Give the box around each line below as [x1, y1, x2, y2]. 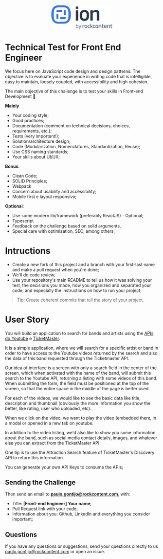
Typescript [12, 218, 34, 224]
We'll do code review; [12, 272, 56, 278]
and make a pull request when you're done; [12, 267, 99, 272]
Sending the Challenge [5, 478, 76, 487]
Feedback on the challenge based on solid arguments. [12, 223, 121, 229]
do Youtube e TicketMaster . [5, 335, 61, 341]
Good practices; [12, 117, 45, 123]
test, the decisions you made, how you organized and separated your [12, 282, 151, 288]
